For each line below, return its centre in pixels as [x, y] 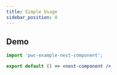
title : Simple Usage [32, 12]
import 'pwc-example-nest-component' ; [55, 55]
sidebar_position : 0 [32, 17]
